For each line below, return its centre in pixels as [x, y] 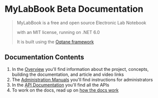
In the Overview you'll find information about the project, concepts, [80, 69]
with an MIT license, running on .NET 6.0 [58, 32]
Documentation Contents [45, 57]
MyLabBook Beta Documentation [74, 9]
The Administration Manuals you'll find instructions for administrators [82, 79]
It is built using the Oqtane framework [55, 42]
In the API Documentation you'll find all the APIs [60, 85]
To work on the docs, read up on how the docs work [65, 90]
